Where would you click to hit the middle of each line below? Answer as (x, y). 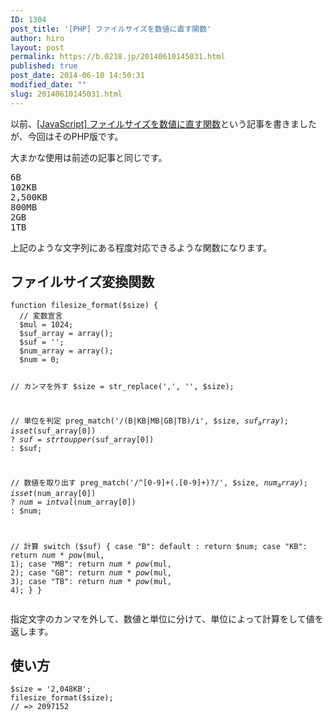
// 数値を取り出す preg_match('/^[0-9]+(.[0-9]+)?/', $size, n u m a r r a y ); (159, 484)
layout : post (37, 47)
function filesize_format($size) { (84, 306)
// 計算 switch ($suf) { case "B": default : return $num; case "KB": (159, 546)
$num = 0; (39, 360)
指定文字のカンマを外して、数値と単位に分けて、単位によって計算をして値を (167, 618)
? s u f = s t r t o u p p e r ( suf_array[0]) (82, 440)
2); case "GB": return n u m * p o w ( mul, (91, 572)
